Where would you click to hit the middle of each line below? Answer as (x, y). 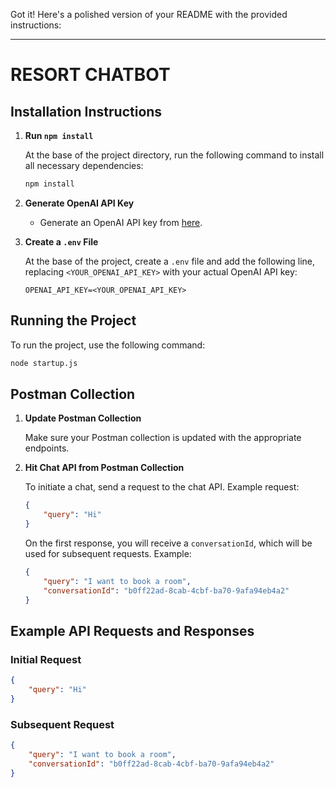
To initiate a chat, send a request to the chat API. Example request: (162, 487)
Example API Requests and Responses (132, 630)
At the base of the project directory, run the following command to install (174, 155)
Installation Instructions (86, 111)
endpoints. (47, 448)
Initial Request (46, 659)
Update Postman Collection (83, 418)
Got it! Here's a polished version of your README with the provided (149, 14)
